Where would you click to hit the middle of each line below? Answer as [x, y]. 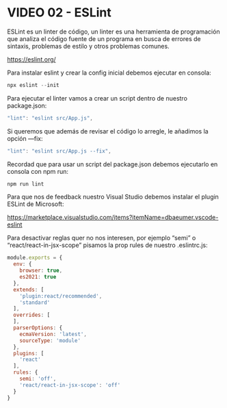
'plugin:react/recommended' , [61, 296]
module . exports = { [35, 258]
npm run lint [26, 184]
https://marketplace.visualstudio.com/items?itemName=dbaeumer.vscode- [113, 218]
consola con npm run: [38, 171]
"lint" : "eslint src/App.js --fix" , [59, 151]
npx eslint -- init [33, 85]
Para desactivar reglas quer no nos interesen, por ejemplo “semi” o [102, 238]
